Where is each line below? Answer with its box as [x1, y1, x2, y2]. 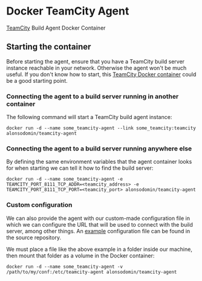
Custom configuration [6, 201, 73, 209]
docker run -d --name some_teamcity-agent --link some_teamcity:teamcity [6, 125, 197, 131]
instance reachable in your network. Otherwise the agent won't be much [6, 64, 187, 71]
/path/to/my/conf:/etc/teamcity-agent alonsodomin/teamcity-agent [6, 269, 177, 275]
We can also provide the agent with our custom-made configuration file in [6, 215, 191, 222]
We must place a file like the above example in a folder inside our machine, [6, 245, 192, 253]
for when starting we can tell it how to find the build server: [6, 164, 154, 172]
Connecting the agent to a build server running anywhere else [6, 144, 192, 152]
